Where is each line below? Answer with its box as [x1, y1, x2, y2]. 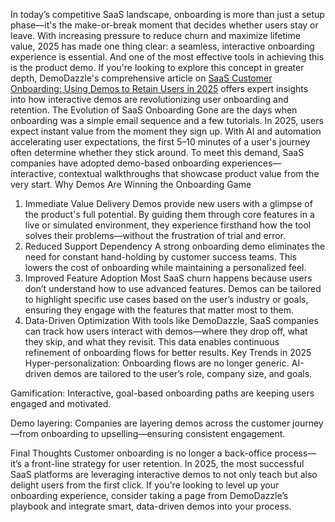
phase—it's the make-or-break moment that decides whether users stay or [10, 19, 319, 31]
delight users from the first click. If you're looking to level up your [10, 479, 280, 491]
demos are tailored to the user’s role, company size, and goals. [53, 368, 313, 379]
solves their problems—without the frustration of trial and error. [24, 230, 287, 241]
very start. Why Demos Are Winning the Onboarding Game [10, 179, 252, 190]
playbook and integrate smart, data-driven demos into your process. [10, 500, 292, 512]
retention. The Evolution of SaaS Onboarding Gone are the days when [10, 104, 298, 116]
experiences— [221, 157, 282, 169]
